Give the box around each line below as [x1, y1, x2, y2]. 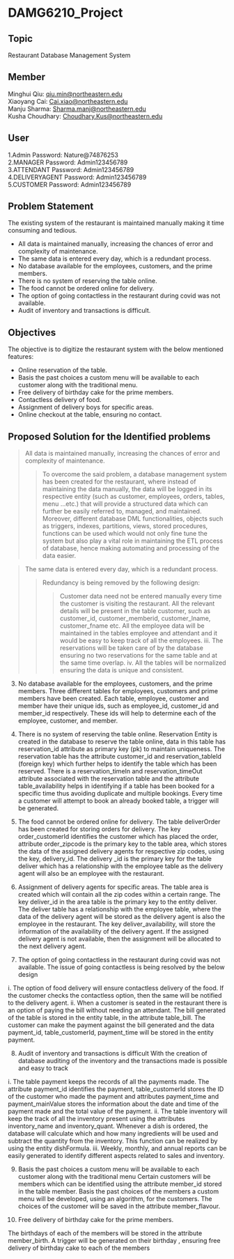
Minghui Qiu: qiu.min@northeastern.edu [8, 89, 123, 98]
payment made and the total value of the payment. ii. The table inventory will [8, 1107, 228, 1115]
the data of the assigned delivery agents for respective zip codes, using [17, 847, 225, 856]
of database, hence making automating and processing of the [42, 544, 220, 553]
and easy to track [17, 1064, 68, 1072]
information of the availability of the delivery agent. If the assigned [17, 927, 209, 936]
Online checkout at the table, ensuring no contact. [17, 410, 162, 419]
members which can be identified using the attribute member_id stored [17, 1180, 222, 1189]
